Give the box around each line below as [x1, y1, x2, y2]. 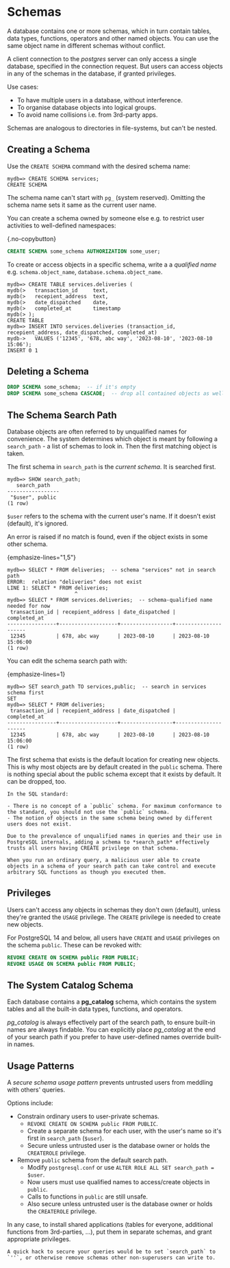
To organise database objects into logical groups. [16, 103, 157, 111]
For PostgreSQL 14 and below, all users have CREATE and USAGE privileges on [7, 933, 220, 942]
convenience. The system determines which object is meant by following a [7, 435, 218, 443]
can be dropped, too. [7, 778, 66, 785]
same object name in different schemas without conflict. [7, 41, 166, 49]
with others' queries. [7, 1086, 66, 1094]
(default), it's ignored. [7, 519, 68, 528]
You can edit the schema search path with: [7, 657, 128, 665]
